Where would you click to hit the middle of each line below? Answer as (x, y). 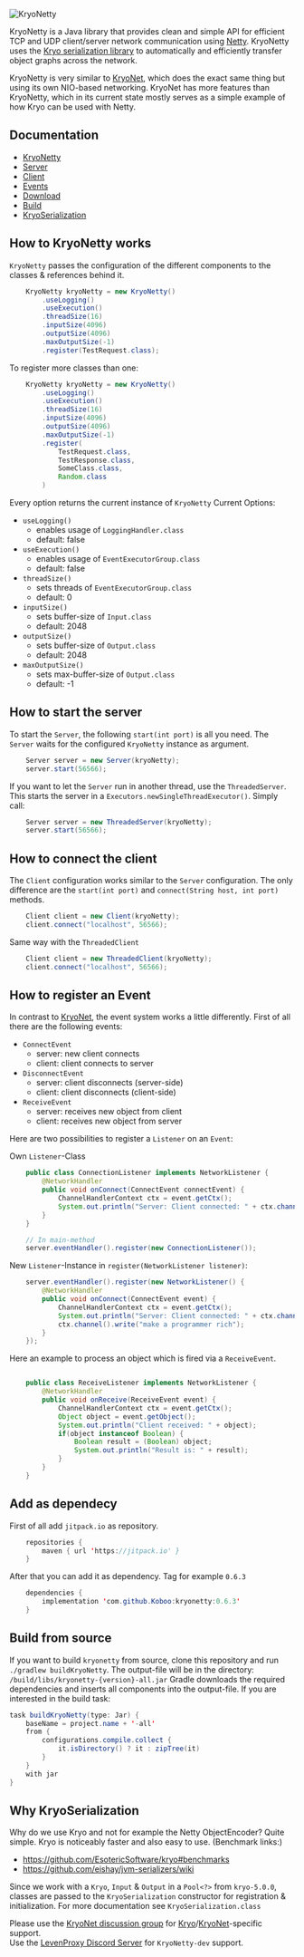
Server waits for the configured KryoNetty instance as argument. (129, 744)
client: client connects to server (95, 1064)
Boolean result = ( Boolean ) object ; (143, 1442)
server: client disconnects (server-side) (109, 1083)
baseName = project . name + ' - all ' (90, 1723)
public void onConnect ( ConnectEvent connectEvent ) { (143, 1190)
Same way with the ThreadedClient (74, 941)
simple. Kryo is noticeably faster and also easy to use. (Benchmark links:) (146, 1842)
